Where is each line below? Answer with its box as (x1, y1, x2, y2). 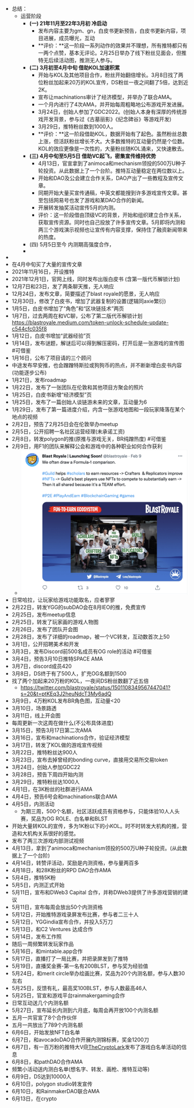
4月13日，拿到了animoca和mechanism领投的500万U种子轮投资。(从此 (11, 845, 182, 852)
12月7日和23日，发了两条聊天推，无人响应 (11, 283, 115, 290)
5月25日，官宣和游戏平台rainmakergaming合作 (11, 992, 125, 999)
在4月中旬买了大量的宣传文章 (11, 261, 82, 268)
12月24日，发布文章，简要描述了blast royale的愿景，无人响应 (11, 291, 160, 297)
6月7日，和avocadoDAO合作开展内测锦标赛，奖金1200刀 (11, 1036, 149, 1043)
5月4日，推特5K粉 (11, 874, 56, 881)
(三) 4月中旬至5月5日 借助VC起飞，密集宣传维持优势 (29, 153, 156, 159)
